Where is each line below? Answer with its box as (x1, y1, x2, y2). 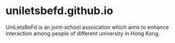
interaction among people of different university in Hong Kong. (5, 29, 160, 37)
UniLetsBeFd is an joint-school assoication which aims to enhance (5, 24, 169, 31)
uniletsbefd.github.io (5, 4, 113, 18)
